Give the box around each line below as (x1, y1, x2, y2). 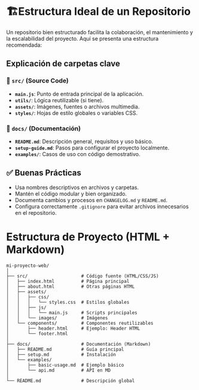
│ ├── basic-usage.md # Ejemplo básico (6, 362, 124, 368)
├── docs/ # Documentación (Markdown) (6, 341, 151, 347)
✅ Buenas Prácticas (6, 168, 82, 178)
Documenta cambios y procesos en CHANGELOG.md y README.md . (14, 196, 168, 203)
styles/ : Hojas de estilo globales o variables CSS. (14, 109, 138, 117)
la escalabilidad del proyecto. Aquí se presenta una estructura (6, 35, 159, 42)
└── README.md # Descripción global (6, 377, 135, 383)
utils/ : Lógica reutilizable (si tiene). (14, 96, 104, 103)
